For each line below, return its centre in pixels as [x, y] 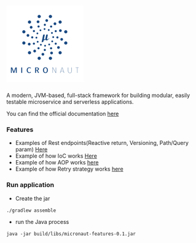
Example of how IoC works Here [56, 156]
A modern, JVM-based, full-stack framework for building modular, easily [98, 95]
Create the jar [33, 198]
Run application [30, 185]
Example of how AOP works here [57, 163]
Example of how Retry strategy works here [69, 169]
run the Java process [42, 222]
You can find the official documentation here [63, 114]
